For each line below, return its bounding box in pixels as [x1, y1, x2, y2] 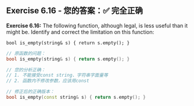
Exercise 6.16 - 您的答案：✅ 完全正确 [6, 5, 143, 16]
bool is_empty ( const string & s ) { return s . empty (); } [6, 95, 146, 101]
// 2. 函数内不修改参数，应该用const [6, 78, 90, 84]
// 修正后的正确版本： [6, 89, 55, 95]
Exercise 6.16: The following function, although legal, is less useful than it [6, 22, 188, 29]
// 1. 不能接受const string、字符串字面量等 [6, 72, 108, 78]
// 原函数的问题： [6, 50, 46, 56]
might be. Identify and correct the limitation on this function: [6, 28, 154, 35]
